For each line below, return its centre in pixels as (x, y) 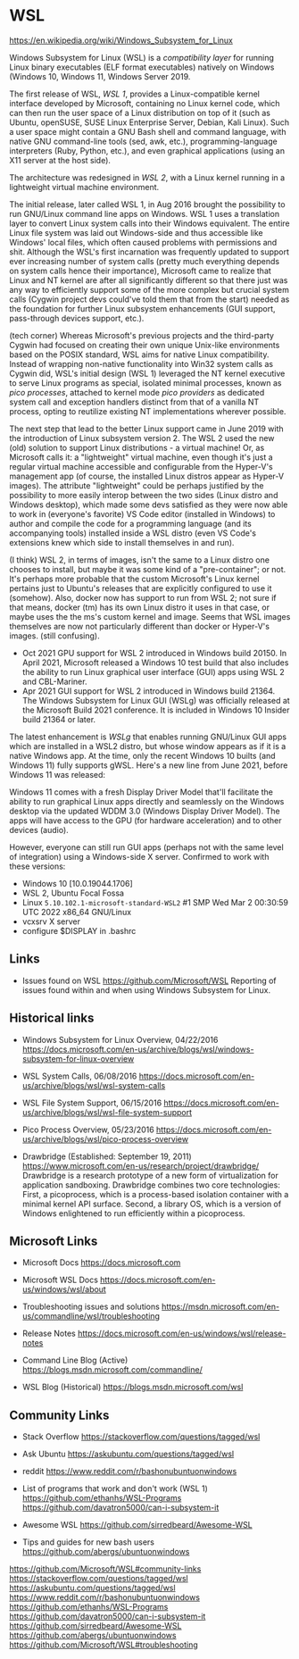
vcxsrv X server (51, 921)
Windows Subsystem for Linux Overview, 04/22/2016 (120, 1039)
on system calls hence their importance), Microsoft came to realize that (141, 271)
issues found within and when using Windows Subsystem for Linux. (146, 990)
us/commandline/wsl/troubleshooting (91, 1316)
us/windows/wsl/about (64, 1289)
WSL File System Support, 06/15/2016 (92, 1103)
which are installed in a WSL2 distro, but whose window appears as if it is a (148, 746)
